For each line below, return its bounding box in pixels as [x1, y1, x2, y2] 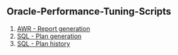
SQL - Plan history [16, 39, 71, 48]
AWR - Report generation [16, 24, 90, 32]
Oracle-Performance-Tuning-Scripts [6, 6, 172, 18]
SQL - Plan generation [16, 32, 82, 40]
